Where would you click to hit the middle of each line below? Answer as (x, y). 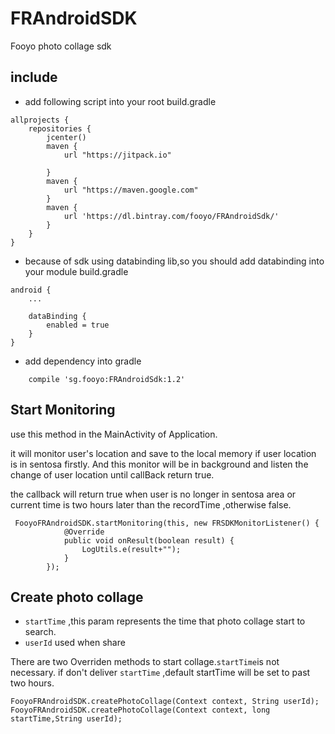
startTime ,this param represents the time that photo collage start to (165, 621)
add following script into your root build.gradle (120, 101)
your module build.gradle (76, 271)
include (34, 77)
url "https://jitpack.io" (117, 155)
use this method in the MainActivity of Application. (114, 434)
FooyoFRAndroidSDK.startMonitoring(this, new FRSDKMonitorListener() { (167, 523)
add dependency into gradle (83, 361)
